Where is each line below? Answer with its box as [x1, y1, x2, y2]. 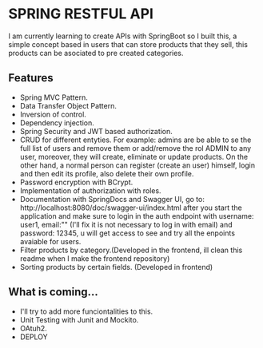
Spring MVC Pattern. [19, 93, 88, 102]
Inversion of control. [19, 109, 86, 119]
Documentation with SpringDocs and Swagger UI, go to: [19, 194, 205, 204]
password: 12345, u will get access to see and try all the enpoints [19, 228, 236, 238]
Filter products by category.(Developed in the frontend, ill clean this [19, 245, 243, 255]
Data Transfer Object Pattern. [19, 101, 118, 110]
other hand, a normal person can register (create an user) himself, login [19, 160, 256, 170]
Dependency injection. [19, 117, 94, 128]
